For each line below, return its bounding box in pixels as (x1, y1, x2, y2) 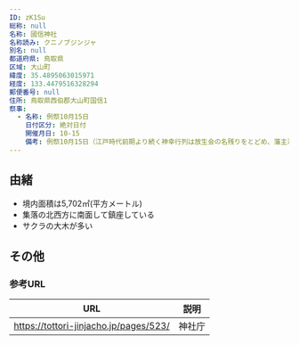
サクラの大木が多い (21, 220, 93, 231)
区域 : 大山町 (9, 63, 51, 72)
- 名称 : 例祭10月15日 (17, 112, 89, 121)
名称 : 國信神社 (9, 29, 58, 38)
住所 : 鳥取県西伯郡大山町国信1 (9, 95, 109, 105)
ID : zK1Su (9, 12, 46, 22)
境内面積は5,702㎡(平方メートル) (21, 198, 142, 209)
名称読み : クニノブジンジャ (9, 37, 97, 47)
